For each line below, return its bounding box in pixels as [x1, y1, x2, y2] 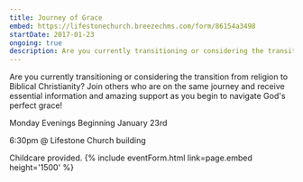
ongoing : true [9, 38, 63, 48]
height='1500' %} [9, 162, 75, 173]
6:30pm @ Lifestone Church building [9, 135, 146, 146]
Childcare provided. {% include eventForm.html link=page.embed [9, 152, 252, 163]
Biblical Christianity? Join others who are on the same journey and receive [9, 81, 286, 92]
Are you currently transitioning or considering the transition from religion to [9, 71, 289, 82]
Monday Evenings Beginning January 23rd [9, 118, 168, 129]
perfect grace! [9, 100, 63, 111]
